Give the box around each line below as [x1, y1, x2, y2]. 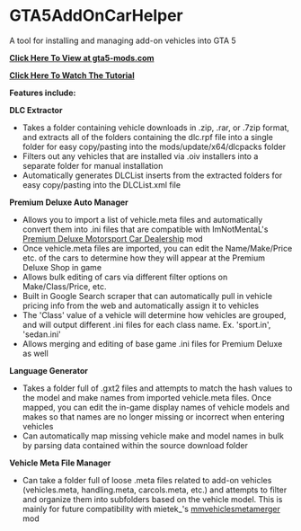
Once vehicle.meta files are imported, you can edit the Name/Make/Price [22, 243, 293, 253]
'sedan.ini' [22, 329, 61, 340]
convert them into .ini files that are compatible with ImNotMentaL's [22, 224, 269, 235]
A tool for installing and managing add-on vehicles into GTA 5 [9, 35, 236, 46]
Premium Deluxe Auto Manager [9, 197, 128, 208]
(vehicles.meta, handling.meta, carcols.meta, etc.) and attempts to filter [22, 484, 288, 495]
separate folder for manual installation [22, 160, 164, 171]
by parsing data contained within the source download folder [22, 439, 249, 450]
